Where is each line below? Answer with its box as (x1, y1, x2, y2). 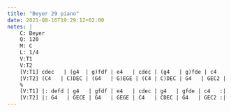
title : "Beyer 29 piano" (7, 10, 80, 17)
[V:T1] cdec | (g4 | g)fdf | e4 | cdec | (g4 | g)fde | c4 (20, 68, 217, 75)
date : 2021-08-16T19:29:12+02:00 (7, 17, 105, 24)
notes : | (7, 23, 33, 30)
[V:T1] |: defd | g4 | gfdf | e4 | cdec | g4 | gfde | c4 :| (20, 88, 227, 95)
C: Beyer (20, 29, 45, 37)
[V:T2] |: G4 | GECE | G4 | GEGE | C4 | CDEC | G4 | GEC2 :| (20, 95, 227, 102)
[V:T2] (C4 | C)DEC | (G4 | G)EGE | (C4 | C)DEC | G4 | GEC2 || (20, 74, 230, 82)
